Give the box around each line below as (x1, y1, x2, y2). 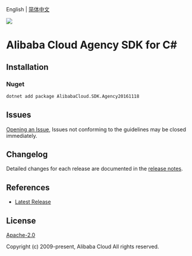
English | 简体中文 (6, 6, 50, 13)
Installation (6, 62, 49, 72)
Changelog (6, 149, 48, 159)
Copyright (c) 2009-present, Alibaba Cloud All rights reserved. (6, 243, 159, 250)
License (6, 215, 36, 226)
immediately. (6, 132, 37, 139)
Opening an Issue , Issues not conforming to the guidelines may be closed (6, 125, 186, 133)
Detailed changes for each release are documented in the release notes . (6, 165, 183, 172)
